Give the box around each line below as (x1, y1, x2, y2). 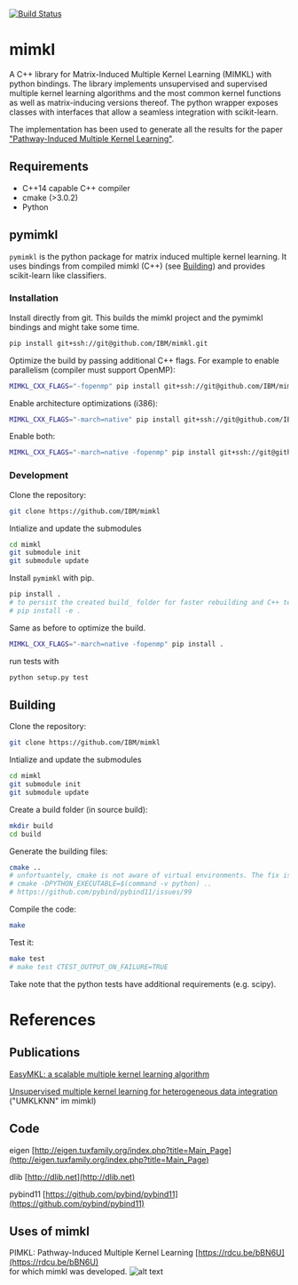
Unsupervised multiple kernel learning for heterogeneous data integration (9, 1086, 278, 1096)
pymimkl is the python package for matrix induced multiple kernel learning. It (9, 251, 287, 261)
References (9, 1009, 96, 1030)
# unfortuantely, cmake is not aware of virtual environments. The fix (9, 871, 279, 880)
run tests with (9, 655, 59, 666)
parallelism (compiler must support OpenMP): (9, 365, 176, 375)
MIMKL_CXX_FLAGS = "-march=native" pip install (9, 414, 180, 424)
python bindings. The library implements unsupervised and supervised (9, 78, 268, 89)
